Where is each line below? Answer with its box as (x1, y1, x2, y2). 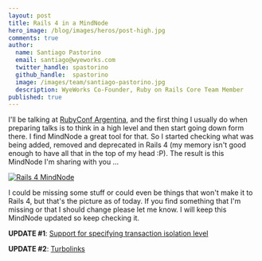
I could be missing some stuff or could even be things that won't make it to (8, 188, 253, 197)
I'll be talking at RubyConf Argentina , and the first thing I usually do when (8, 115, 248, 124)
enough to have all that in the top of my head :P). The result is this (8, 149, 225, 158)
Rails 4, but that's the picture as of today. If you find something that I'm (8, 197, 241, 206)
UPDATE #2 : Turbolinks (8, 244, 85, 254)
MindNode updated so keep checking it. (8, 213, 140, 223)
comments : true (8, 33, 59, 42)
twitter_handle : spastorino (15, 64, 109, 72)
